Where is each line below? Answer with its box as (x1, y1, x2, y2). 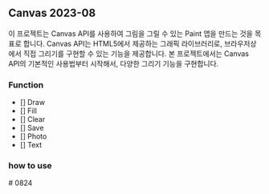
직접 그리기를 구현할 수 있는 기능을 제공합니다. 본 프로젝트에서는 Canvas (22, 48, 250, 59)
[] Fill (19, 106, 38, 115)
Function (8, 79, 44, 91)
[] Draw (19, 98, 46, 107)
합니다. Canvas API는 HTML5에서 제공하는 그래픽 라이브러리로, (22, 38, 222, 48)
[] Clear (19, 115, 46, 124)
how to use (8, 160, 52, 172)
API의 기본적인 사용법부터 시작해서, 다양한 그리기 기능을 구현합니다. (8, 59, 219, 68)
